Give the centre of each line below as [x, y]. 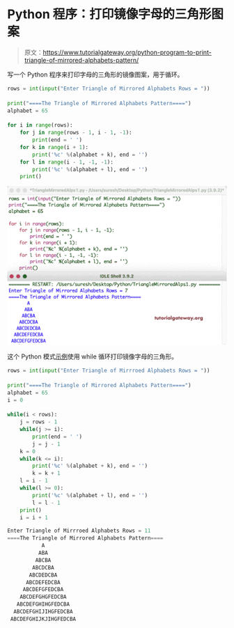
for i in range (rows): [40, 125]
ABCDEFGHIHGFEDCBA [43, 604]
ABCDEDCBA [43, 575]
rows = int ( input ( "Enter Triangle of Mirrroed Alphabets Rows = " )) [109, 371]
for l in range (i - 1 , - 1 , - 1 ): [67, 162]
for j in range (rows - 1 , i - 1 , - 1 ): [76, 133]
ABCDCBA [43, 567]
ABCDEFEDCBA [43, 582]
